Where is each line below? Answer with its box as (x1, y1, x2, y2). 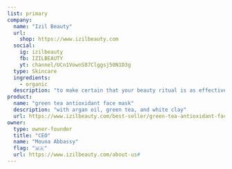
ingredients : (13, 74, 51, 81)
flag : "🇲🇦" (13, 145, 48, 152)
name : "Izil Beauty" (13, 23, 72, 30)
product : (7, 94, 32, 101)
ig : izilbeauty (19, 49, 64, 56)
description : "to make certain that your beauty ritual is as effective (13, 87, 227, 94)
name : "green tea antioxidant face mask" (13, 100, 135, 107)
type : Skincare (13, 68, 57, 74)
